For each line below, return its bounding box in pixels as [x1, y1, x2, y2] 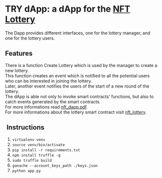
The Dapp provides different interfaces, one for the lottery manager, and [5, 30, 150, 36]
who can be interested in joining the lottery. [5, 78, 92, 84]
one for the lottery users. [5, 35, 55, 41]
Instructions [6, 123, 45, 132]
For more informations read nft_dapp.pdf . [5, 104, 88, 110]
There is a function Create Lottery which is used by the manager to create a [5, 62, 158, 68]
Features [5, 49, 33, 58]
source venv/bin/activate [12, 142, 65, 147]
